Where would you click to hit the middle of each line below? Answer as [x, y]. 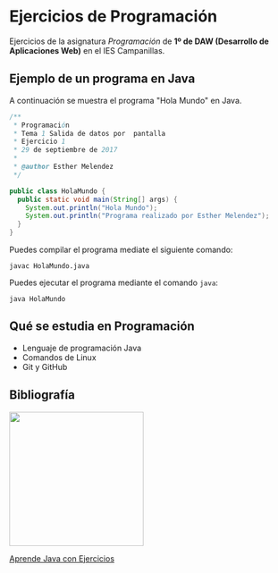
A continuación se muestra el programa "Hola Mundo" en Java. [126, 100]
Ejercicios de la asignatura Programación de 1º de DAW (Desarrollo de [139, 41]
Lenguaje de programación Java [82, 348]
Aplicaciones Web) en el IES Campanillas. [87, 50]
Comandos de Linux [59, 357]
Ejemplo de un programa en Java [102, 79]
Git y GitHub [45, 367]
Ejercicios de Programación [114, 17]
